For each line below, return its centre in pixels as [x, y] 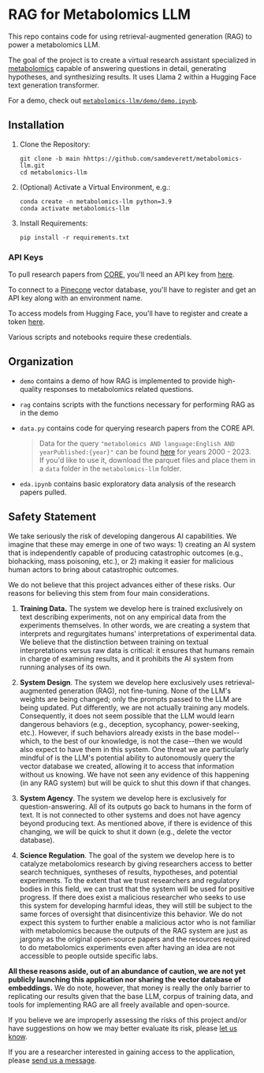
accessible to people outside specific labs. [89, 956]
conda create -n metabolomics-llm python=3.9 [95, 201]
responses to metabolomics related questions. [119, 389]
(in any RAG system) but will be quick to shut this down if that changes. [135, 783]
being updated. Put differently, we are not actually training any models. [134, 707]
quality [31, 389]
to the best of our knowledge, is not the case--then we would [143, 741]
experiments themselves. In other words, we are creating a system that [135, 625]
